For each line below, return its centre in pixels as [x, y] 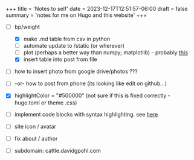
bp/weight [27, 27]
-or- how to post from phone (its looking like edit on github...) [91, 83]
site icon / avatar [35, 126]
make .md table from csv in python [67, 39]
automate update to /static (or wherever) [74, 46]
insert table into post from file [60, 59]
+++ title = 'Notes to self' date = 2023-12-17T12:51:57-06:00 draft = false [97, 9]
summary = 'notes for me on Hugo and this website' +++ [76, 15]
